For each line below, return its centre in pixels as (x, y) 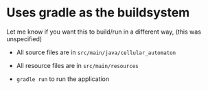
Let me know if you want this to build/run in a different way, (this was (104, 32)
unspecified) (24, 38)
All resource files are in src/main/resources (77, 65)
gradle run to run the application (63, 79)
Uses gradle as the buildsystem (98, 13)
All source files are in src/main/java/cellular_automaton (96, 52)
